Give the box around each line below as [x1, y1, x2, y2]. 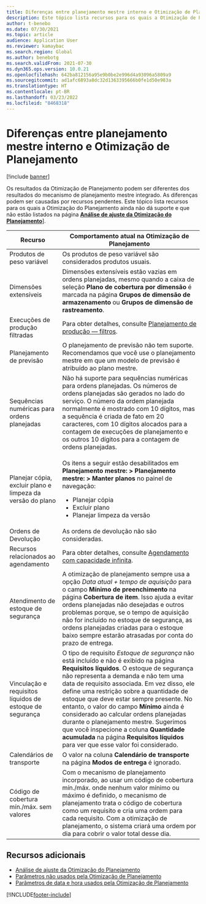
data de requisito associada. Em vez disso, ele [62, 679, 195, 688]
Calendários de [9, 750, 53, 759]
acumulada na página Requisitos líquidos [62, 733, 184, 741]
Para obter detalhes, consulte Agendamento [62, 548, 189, 557]
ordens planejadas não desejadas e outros [62, 600, 185, 609]
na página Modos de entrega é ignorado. [62, 758, 181, 766]
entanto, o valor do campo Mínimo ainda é [62, 702, 185, 710]
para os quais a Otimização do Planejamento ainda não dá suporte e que [6, 204, 190, 211]
